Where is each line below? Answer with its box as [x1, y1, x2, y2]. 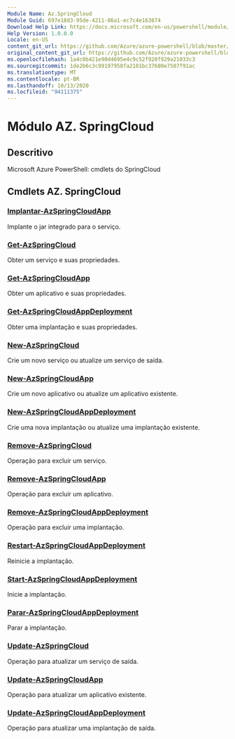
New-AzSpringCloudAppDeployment [7, 407, 136, 417]
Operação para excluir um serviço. [7, 456, 107, 465]
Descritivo [7, 147, 54, 158]
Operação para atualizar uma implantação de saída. [7, 724, 156, 733]
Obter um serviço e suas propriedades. [7, 256, 120, 264]
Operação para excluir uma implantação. [7, 523, 124, 531]
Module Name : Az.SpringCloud [7, 10, 92, 18]
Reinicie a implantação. [7, 557, 74, 565]
